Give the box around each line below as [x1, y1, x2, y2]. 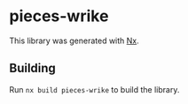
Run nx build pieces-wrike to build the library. [9, 84, 180, 94]
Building [9, 61, 56, 76]
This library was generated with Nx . [9, 35, 139, 46]
